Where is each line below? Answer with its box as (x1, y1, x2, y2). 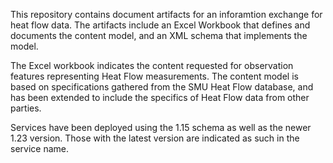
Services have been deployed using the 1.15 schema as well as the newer (10, 122, 312, 133)
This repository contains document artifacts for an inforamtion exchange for (10, 9, 323, 20)
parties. (10, 102, 42, 114)
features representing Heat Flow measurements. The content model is (10, 70, 299, 82)
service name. (10, 143, 69, 154)
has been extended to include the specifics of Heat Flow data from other (10, 92, 310, 103)
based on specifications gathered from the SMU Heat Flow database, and (10, 81, 314, 93)
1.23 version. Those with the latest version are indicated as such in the (10, 132, 300, 144)
